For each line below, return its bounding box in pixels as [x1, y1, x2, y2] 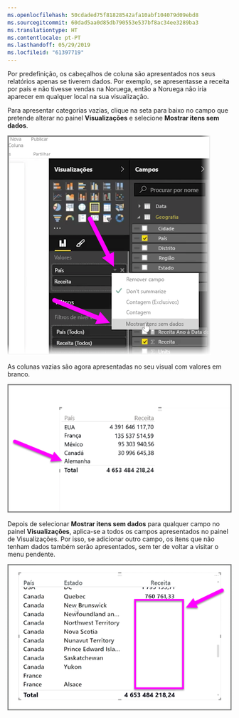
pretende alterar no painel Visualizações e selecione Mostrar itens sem [7, 114, 220, 122]
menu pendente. [7, 550, 55, 558]
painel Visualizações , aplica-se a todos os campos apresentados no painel [7, 528, 229, 535]
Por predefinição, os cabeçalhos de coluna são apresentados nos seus [7, 70, 216, 78]
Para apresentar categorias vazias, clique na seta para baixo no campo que [7, 106, 229, 114]
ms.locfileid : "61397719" [7, 49, 84, 56]
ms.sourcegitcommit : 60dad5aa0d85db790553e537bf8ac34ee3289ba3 [7, 19, 199, 26]
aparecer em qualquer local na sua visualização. [7, 93, 149, 101]
